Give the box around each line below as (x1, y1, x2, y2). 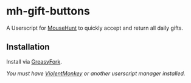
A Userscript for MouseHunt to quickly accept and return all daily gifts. (6, 24, 184, 32)
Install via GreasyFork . (6, 58, 63, 65)
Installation (6, 42, 50, 52)
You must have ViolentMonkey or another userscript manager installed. (6, 70, 186, 77)
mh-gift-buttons (6, 4, 90, 18)
